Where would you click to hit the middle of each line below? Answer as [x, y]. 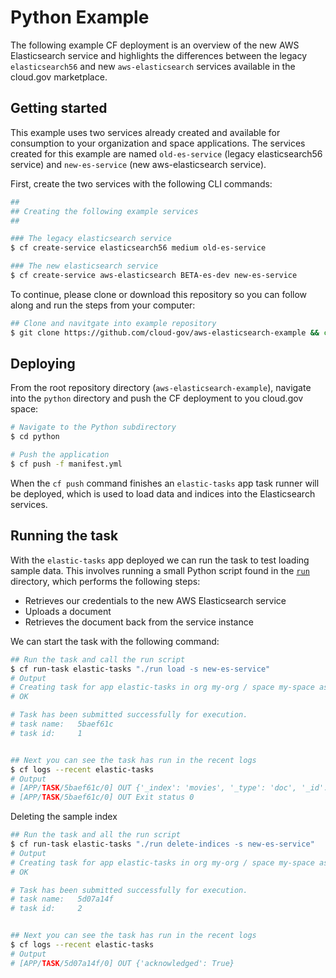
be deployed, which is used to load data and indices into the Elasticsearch [163, 493]
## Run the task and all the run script [96, 835]
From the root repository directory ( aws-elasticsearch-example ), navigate [161, 388]
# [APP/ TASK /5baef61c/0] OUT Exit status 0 [102, 797]
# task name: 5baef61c [62, 724]
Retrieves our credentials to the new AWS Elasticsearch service [155, 600]
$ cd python [35, 437]
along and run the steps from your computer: [103, 305]
